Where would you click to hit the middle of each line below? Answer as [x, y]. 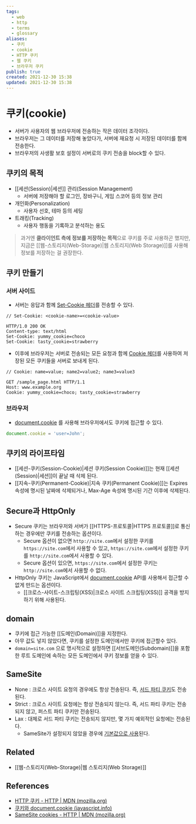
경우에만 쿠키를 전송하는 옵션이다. [64, 533]
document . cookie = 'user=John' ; [45, 433]
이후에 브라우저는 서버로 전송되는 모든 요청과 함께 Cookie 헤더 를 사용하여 [98, 353]
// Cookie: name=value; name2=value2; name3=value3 [70, 372]
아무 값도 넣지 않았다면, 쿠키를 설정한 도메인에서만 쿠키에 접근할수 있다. [96, 641]
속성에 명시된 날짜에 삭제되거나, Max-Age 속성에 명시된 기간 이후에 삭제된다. [102, 491]
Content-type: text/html [36, 332]
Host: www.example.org [34, 388]
